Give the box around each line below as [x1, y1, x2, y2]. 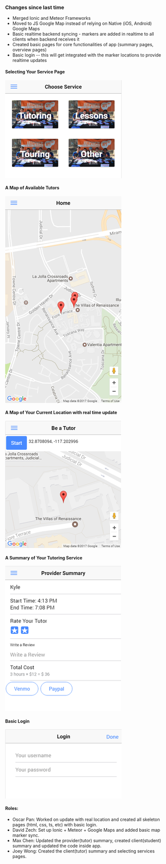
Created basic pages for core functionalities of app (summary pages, [12, 42, 154, 48]
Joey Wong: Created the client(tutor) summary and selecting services [12, 848, 155, 854]
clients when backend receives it [12, 36, 80, 42]
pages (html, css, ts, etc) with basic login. [12, 821, 98, 827]
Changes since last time [5, 4, 64, 11]
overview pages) [12, 47, 47, 53]
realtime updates [12, 58, 47, 63]
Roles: [5, 805, 19, 811]
